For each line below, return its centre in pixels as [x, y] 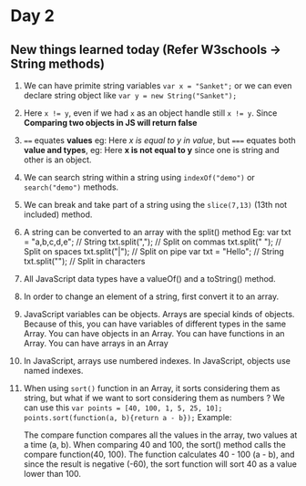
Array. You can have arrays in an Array [96, 343]
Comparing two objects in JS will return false [110, 123]
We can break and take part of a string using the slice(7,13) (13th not [155, 205]
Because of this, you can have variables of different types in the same [154, 324]
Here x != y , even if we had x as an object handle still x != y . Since [150, 113]
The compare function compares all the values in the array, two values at [160, 435]
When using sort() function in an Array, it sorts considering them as [152, 388]
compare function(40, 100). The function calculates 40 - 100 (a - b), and [159, 454]
